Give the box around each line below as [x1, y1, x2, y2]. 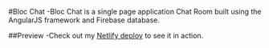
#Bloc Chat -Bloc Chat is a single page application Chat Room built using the [8, 7, 262, 16]
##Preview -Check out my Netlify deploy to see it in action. [8, 31, 204, 40]
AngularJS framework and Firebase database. [8, 15, 161, 25]
